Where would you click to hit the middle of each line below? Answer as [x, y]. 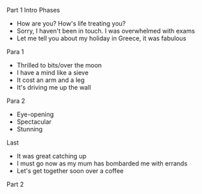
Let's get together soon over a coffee [70, 171]
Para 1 [15, 52]
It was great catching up [51, 156]
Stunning [30, 129]
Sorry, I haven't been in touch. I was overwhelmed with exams [106, 31]
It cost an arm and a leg [50, 80]
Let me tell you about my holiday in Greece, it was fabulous [101, 38]
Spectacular [34, 122]
